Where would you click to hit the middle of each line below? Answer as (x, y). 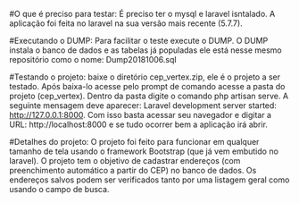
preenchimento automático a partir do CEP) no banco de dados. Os (133, 170)
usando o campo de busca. (59, 189)
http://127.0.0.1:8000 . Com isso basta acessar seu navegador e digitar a (141, 115)
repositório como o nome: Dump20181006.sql (93, 59)
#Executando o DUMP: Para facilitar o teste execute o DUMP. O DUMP (139, 41)
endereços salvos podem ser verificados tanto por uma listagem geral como (149, 180)
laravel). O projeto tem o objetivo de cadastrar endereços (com (125, 161)
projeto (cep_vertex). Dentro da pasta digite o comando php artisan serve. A (149, 96)
